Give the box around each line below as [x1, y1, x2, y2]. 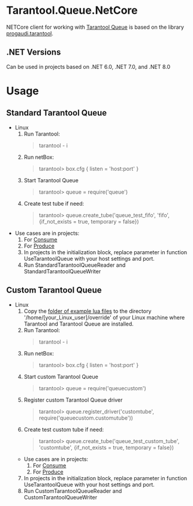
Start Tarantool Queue [23, 176, 79, 183]
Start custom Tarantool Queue [23, 373, 99, 380]
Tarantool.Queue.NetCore [6, 4, 138, 17]
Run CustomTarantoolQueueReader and [23, 487, 122, 495]
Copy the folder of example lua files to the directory [23, 307, 152, 315]
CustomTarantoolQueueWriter [23, 493, 98, 501]
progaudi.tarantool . [6, 29, 54, 37]
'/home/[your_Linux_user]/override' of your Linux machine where [23, 314, 185, 321]
